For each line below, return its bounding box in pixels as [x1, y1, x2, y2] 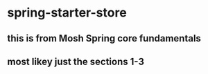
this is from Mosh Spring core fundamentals [7, 33, 201, 44]
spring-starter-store [7, 5, 127, 21]
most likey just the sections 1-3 [7, 55, 144, 67]
